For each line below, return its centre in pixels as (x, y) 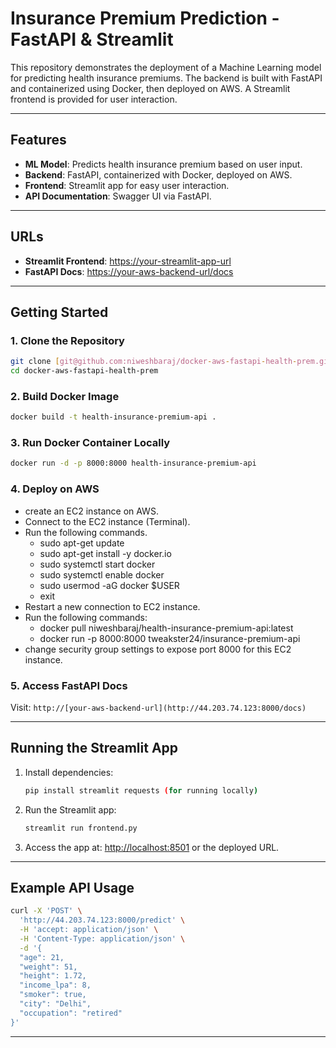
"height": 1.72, (53, 976)
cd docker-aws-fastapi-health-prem (84, 371)
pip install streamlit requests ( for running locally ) (141, 790)
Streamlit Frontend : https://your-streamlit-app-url (128, 261)
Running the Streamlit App (94, 748)
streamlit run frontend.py (81, 828)
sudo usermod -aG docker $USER (109, 585)
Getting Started (59, 312)
